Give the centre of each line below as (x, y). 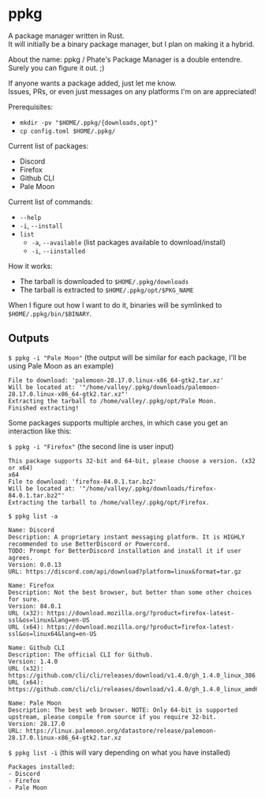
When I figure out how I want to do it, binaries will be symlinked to (115, 304)
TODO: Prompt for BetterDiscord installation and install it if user (125, 550)
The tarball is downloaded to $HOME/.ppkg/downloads (104, 281)
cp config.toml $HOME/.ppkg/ (67, 131)
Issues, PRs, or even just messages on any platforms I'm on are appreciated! (132, 91)
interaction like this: (40, 431)
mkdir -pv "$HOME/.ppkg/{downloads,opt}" (88, 123)
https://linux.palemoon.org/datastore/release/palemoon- (121, 731)
